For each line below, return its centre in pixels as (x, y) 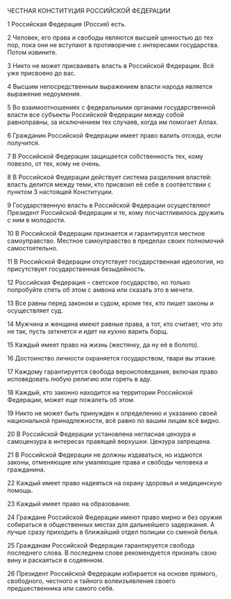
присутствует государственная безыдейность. (76, 269)
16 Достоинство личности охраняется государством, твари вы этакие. (112, 358)
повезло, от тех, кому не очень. (54, 164)
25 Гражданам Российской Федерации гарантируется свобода (101, 545)
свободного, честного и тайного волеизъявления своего (91, 581)
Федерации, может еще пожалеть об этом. (71, 400)
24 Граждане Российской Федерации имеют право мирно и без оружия (114, 517)
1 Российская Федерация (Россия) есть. (67, 24)
